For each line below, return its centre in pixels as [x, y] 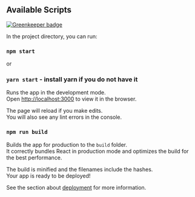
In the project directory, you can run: [52, 36]
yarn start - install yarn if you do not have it [72, 79]
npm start [21, 51]
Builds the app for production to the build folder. [67, 144]
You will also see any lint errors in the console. [64, 117]
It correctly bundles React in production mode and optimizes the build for [97, 151]
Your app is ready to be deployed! [48, 176]
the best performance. [34, 158]
